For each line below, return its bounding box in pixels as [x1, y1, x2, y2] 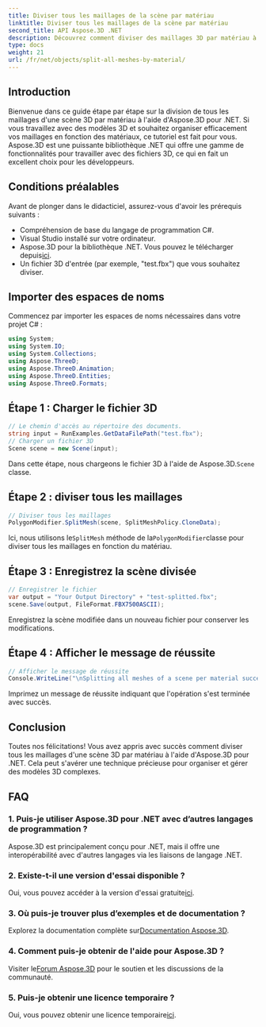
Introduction [8, 85, 71, 99]
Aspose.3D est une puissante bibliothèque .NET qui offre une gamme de [8, 140, 244, 149]
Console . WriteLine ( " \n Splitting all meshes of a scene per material [8, 674, 239, 683]
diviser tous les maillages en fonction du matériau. [8, 542, 173, 551]
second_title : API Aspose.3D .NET [8, 26, 123, 34]
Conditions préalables [8, 180, 120, 194]
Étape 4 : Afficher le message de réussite [8, 647, 216, 660]
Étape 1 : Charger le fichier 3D [8, 401, 158, 415]
